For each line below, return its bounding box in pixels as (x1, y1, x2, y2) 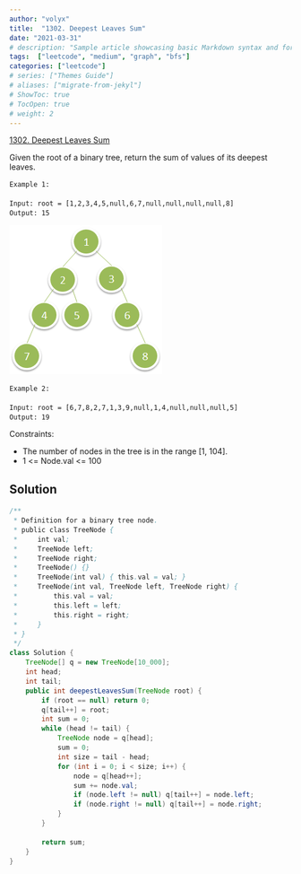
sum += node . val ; (73, 781, 139, 790)
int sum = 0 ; (41, 714, 90, 724)
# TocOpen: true (9, 100, 70, 109)
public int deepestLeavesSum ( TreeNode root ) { (25, 686, 202, 695)
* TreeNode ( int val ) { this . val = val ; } (13, 572, 186, 582)
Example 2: (9, 384, 50, 393)
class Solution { (9, 649, 74, 658)
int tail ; (25, 677, 63, 686)
